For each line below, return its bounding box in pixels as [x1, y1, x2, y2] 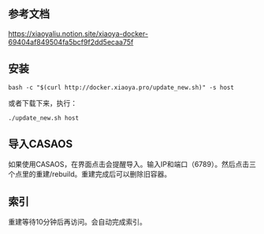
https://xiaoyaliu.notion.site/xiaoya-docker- [8, 28, 148, 38]
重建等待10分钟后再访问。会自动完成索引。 [8, 217, 147, 227]
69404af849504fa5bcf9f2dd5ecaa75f [8, 37, 134, 46]
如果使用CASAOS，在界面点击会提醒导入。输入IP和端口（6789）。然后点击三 [8, 160, 256, 169]
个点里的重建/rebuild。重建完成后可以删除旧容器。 [8, 169, 172, 179]
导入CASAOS [8, 137, 73, 151]
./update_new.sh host [8, 113, 80, 122]
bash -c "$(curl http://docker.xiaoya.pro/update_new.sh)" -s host [8, 84, 235, 91]
